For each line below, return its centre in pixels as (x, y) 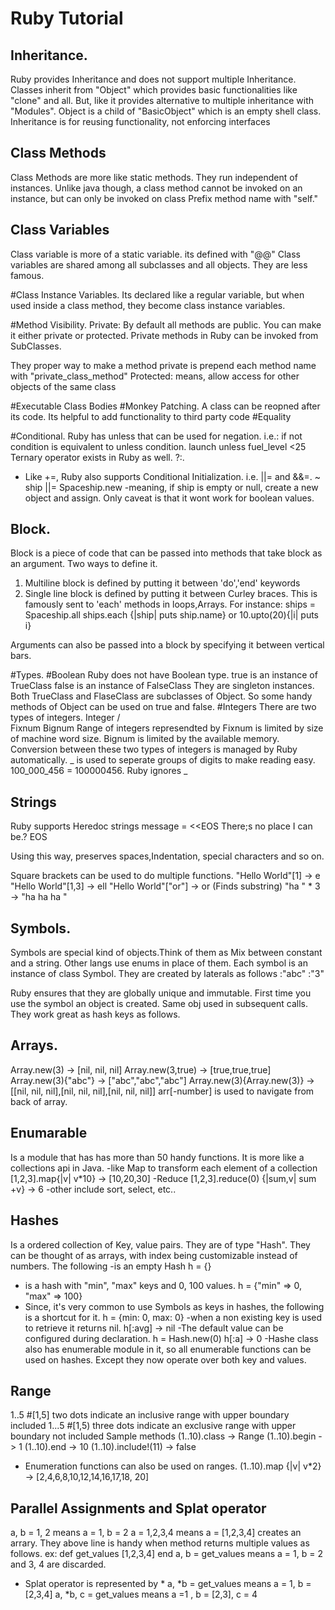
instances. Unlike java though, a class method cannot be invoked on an (156, 188)
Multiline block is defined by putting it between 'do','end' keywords (162, 583)
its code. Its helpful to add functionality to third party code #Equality (151, 416)
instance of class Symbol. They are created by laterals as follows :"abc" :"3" (167, 974)
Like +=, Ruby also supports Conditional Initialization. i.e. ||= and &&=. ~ (173, 476)
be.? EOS (29, 837)
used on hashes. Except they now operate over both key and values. (165, 1359)
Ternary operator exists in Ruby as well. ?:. (97, 457)
